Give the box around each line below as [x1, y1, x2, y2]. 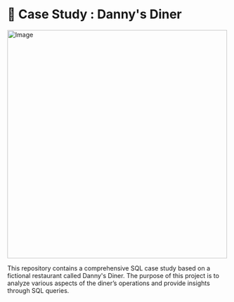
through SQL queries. [7, 286, 70, 294]
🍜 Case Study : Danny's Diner [7, 6, 183, 22]
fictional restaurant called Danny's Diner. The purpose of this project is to [7, 271, 220, 280]
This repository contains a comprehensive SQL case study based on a [7, 263, 211, 273]
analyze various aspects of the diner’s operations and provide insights [7, 279, 211, 287]
